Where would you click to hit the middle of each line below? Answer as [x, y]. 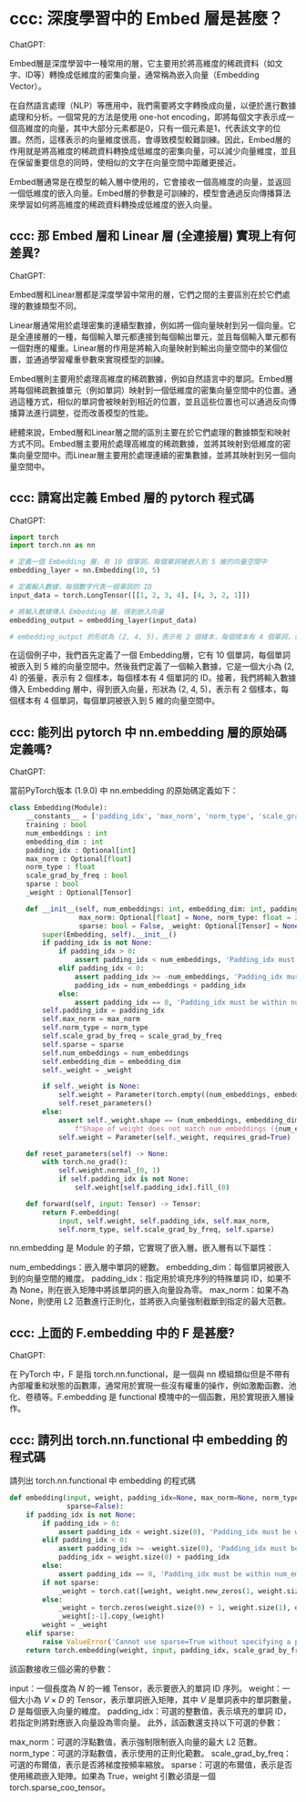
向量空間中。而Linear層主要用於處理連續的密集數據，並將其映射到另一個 [153, 455]
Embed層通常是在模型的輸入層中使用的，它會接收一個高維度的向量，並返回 [150, 181]
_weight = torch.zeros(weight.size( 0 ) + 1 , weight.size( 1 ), [174, 1608]
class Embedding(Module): [58, 808]
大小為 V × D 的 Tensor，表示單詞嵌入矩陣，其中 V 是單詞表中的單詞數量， [156, 1699]
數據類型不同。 [53, 305]
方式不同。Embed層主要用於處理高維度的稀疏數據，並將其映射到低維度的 [146, 444]
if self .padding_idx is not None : [123, 1179]
